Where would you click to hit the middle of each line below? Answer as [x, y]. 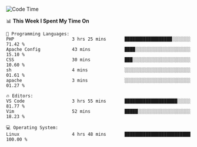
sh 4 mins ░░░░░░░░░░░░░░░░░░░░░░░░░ [98, 70]
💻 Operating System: [32, 128]
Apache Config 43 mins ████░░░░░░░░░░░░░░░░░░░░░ [98, 50]
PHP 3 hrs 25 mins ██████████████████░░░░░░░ [98, 39]
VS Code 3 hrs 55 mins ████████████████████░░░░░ [98, 101]
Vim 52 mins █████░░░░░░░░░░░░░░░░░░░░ [98, 112]
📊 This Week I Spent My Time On [48, 21]
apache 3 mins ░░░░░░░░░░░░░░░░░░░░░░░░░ [98, 80]
